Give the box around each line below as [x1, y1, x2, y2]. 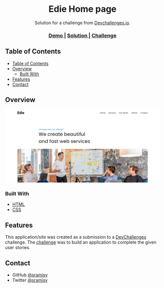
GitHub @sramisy [12, 272, 48, 278]
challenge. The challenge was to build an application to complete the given [5, 239, 157, 245]
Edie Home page [48, 3, 117, 15]
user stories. [5, 245, 30, 251]
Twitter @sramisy [12, 277, 48, 283]
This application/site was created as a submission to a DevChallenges [5, 234, 146, 240]
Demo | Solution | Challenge [48, 32, 117, 39]
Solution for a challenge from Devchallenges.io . [34, 20, 131, 26]
